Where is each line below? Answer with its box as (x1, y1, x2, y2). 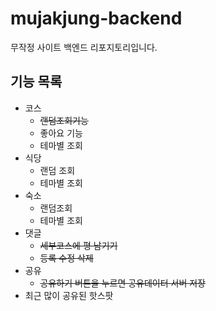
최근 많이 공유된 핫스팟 (24, 289, 114, 301)
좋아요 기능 (39, 127, 83, 139)
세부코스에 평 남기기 (39, 239, 118, 251)
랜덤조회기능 (39, 114, 89, 126)
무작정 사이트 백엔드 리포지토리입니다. (10, 41, 158, 53)
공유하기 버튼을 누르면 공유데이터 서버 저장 (39, 277, 207, 289)
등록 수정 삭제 (39, 252, 94, 264)
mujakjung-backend (10, 7, 183, 30)
